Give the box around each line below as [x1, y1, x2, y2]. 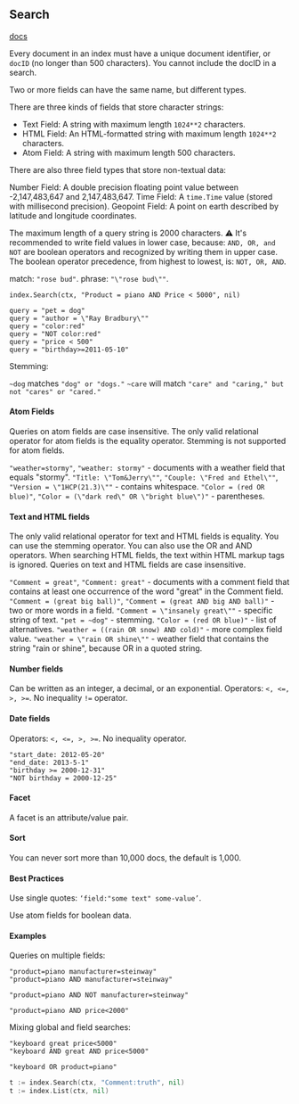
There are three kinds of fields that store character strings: [9, 102, 224, 112]
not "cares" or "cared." [9, 387, 101, 396]
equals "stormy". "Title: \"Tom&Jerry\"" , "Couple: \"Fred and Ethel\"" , [9, 472, 279, 482]
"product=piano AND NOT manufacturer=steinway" [9, 991, 190, 1000]
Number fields [9, 663, 64, 674]
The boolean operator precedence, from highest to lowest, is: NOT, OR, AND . [9, 256, 287, 267]
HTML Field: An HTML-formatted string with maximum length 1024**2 [21, 128, 278, 139]
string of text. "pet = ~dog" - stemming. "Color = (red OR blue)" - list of [9, 614, 278, 625]
